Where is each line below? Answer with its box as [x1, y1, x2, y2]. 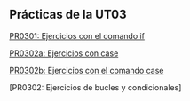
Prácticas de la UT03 [9, 7, 127, 22]
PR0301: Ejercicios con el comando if [9, 30, 145, 41]
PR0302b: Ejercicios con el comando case [9, 65, 164, 75]
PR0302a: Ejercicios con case [9, 48, 119, 58]
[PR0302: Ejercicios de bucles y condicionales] [9, 82, 182, 92]
